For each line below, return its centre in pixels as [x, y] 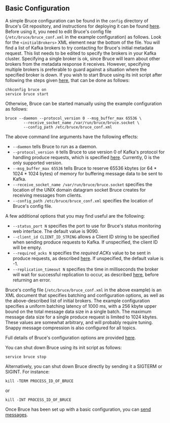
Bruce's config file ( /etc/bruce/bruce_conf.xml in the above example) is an [83, 289]
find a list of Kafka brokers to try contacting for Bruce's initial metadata [79, 47]
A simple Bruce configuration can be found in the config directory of [77, 20]
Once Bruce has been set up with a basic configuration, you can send [78, 409]
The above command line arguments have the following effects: [72, 137]
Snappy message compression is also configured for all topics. [71, 328]
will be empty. [27, 247]
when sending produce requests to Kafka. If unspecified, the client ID [85, 242]
